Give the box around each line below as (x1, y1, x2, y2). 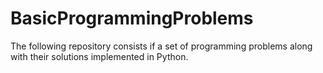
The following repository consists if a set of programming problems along (10, 40, 313, 52)
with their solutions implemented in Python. (10, 50, 189, 62)
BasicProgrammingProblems (10, 7, 254, 30)
